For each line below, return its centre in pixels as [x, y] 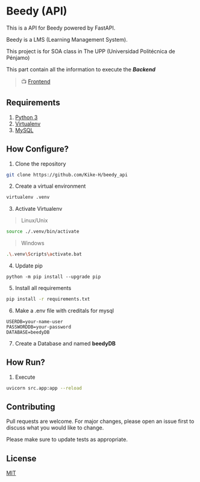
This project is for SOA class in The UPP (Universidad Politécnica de [91, 51]
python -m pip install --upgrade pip [54, 277]
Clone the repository [40, 164]
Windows [33, 243]
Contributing [31, 407]
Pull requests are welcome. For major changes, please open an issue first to [100, 422]
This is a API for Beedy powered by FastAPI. [61, 28]
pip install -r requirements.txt [48, 299]
